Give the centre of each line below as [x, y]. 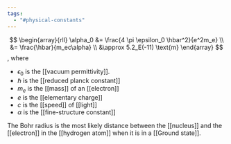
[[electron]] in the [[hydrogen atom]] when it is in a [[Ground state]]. [104, 133]
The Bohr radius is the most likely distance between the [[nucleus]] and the [115, 126]
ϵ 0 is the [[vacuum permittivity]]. [63, 72]
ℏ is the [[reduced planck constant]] [69, 81]
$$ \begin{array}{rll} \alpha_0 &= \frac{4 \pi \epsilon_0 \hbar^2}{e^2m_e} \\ [117, 39]
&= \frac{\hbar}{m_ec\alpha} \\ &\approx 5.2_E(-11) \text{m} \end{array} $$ [117, 47]
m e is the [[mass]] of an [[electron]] [68, 89]
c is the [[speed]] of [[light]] [57, 105]
